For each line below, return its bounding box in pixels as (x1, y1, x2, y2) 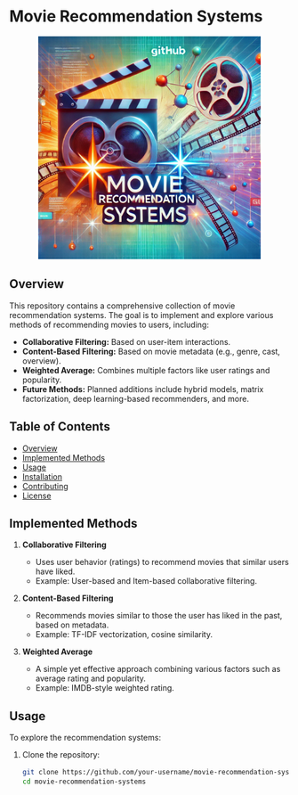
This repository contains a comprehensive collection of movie (9, 300, 236, 311)
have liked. (35, 566, 76, 577)
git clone (21, 768, 60, 777)
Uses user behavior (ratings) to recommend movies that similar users (35, 557, 289, 568)
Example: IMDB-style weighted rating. (35, 683, 175, 693)
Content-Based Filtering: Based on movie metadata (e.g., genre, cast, (21, 346, 280, 357)
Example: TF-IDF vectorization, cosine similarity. (35, 629, 213, 640)
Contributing (21, 480, 68, 491)
